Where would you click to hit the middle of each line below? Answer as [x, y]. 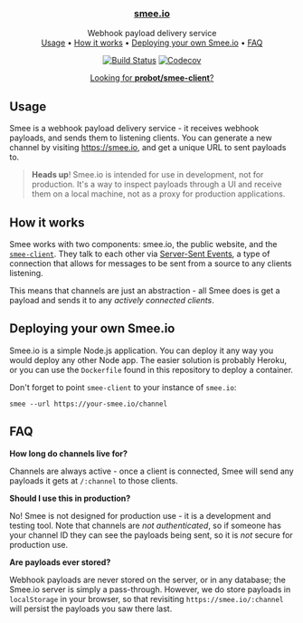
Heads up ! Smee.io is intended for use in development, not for [147, 175]
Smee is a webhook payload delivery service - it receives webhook [134, 129]
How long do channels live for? [69, 453]
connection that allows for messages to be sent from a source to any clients [151, 263]
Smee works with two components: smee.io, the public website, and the [143, 244]
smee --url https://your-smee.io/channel [89, 404]
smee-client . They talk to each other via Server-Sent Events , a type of [140, 254]
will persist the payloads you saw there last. [91, 609]
